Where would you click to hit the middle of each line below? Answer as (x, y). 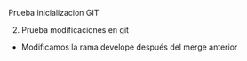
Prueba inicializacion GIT (54, 13)
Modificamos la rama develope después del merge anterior (129, 47)
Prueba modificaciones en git (75, 30)
